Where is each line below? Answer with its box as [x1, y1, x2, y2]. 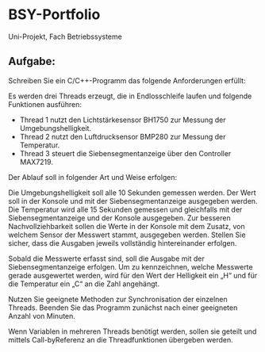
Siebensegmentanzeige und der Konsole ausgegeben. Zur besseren [8, 212, 232, 223]
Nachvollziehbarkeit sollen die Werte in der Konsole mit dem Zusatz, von [8, 221, 245, 231]
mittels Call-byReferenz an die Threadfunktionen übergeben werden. [8, 335, 233, 344]
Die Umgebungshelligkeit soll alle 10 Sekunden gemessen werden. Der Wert [8, 188, 256, 197]
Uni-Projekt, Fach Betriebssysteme [8, 32, 123, 41]
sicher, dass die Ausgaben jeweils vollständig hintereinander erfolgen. [8, 238, 237, 247]
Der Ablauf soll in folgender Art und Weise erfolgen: [8, 172, 178, 182]
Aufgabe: [8, 55, 56, 68]
